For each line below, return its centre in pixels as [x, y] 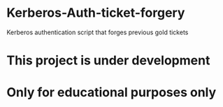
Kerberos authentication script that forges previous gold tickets [98, 32]
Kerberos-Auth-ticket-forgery [96, 13]
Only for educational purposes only [111, 93]
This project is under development [108, 60]
